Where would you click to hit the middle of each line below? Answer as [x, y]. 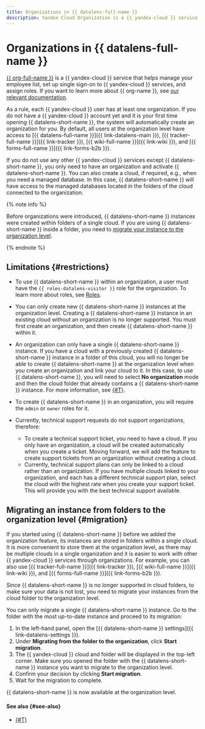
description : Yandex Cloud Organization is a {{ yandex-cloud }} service [102, 18]
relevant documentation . [37, 97]
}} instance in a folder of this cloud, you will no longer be [117, 357]
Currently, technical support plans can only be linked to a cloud [104, 465]
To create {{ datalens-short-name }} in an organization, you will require [104, 402]
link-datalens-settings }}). [48, 635]
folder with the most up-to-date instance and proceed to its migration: [94, 616]
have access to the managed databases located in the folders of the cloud [100, 186]
